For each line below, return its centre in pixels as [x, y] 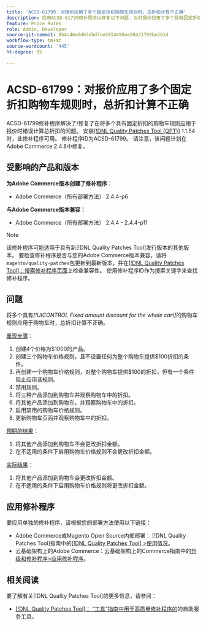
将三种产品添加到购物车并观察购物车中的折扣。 [74, 395]
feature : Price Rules [34, 23]
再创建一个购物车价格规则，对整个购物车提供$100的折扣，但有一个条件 [105, 372]
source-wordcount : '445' [38, 47]
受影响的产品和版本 [43, 167]
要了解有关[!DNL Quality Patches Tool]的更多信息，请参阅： [82, 595]
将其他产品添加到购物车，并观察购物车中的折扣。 [77, 403]
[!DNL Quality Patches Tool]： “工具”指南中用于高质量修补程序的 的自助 [105, 609]
